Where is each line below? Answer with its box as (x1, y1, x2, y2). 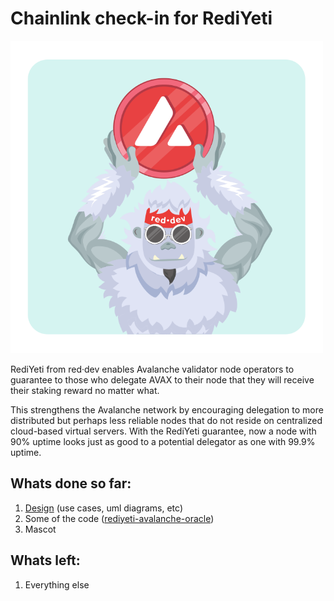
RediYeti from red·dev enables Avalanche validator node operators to (10, 363, 295, 375)
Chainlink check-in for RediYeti (10, 7, 273, 30)
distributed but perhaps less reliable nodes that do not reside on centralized (10, 414, 323, 426)
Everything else (24, 578, 90, 591)
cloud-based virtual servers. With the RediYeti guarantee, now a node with (10, 425, 317, 437)
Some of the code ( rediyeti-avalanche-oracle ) (24, 512, 215, 524)
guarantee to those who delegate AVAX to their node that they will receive (10, 373, 315, 386)
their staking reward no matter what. (10, 384, 160, 396)
